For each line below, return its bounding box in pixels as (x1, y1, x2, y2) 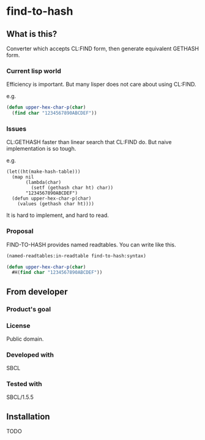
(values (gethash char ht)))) (17, 201, 95, 207)
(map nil (12, 174, 34, 180)
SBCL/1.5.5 (6, 393, 34, 401)
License (6, 321, 31, 330)
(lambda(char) (25, 180, 62, 186)
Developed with (6, 351, 54, 359)
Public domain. (6, 335, 44, 343)
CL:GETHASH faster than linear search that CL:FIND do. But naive (6, 138, 172, 146)
